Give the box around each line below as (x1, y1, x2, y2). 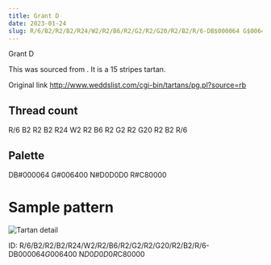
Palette (8, 149, 45, 162)
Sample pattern (8, 199, 115, 217)
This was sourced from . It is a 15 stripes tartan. (8, 65, 166, 74)
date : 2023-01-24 (8, 19, 67, 27)
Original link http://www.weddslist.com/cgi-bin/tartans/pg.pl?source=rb (8, 80, 247, 90)
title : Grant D (8, 11, 60, 20)
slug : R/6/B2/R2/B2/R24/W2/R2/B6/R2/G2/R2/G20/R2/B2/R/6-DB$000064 (8, 27, 240, 35)
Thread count (8, 103, 78, 117)
